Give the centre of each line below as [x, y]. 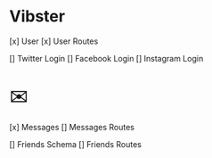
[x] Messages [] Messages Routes [72, 127]
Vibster [37, 17]
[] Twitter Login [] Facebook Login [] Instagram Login [106, 58]
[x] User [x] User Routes [54, 41]
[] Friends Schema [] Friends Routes [76, 144]
